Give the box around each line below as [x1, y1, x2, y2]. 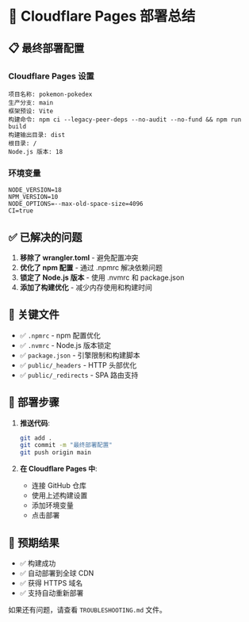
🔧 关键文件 [8, 308, 59, 322]
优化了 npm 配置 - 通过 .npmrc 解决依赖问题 [19, 262, 163, 272]
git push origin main [19, 448, 91, 456]
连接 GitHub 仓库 [31, 481, 87, 490]
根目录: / [8, 139, 37, 147]
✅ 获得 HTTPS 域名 [19, 578, 83, 588]
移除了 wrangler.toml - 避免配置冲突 [19, 253, 139, 262]
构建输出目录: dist [8, 131, 66, 139]
